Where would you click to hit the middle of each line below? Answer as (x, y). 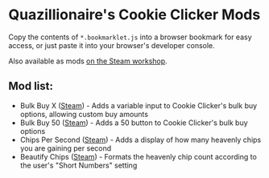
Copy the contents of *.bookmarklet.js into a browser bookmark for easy (130, 37)
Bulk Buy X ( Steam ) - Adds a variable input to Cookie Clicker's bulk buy (139, 105)
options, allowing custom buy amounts (84, 114)
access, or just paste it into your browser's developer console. (112, 45)
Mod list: (31, 86)
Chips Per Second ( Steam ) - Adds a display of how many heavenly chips (141, 140)
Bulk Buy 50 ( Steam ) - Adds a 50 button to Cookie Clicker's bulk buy (134, 123)
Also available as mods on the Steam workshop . (88, 61)
